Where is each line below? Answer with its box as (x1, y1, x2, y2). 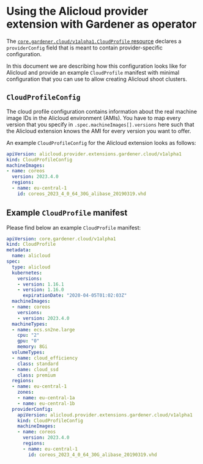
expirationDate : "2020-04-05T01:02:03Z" (22, 292, 127, 299)
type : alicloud (12, 264, 51, 270)
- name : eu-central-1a (17, 395, 75, 401)
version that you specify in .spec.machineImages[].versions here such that (6, 120, 194, 128)
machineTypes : (12, 321, 48, 327)
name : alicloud (12, 252, 51, 259)
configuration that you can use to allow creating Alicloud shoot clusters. (6, 75, 188, 83)
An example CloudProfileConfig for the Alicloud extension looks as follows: (6, 139, 197, 146)
